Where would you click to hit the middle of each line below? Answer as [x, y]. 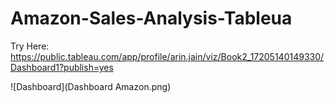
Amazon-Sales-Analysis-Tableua [151, 18]
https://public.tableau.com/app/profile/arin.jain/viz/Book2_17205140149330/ [167, 56]
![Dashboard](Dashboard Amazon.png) [91, 86]
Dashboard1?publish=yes [62, 67]
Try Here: [30, 46]
